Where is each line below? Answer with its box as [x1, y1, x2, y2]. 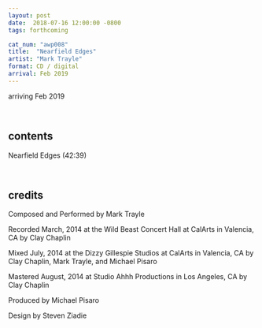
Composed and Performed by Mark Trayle [8, 210, 146, 219]
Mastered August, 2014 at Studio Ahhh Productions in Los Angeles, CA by [8, 272, 248, 281]
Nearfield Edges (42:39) [8, 151, 87, 160]
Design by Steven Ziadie [8, 311, 87, 320]
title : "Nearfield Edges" [8, 48, 97, 56]
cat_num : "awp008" [8, 40, 68, 48]
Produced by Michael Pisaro [8, 296, 100, 305]
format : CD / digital [8, 62, 79, 71]
